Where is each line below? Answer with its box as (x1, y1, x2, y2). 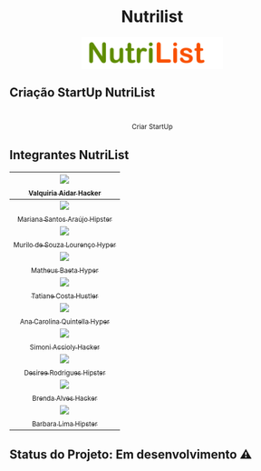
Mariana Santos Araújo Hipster (17, 215, 112, 224)
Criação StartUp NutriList (9, 85, 156, 100)
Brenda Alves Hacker (32, 394, 98, 403)
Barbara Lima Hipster (31, 419, 98, 428)
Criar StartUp (130, 123, 174, 132)
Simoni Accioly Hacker (29, 343, 101, 352)
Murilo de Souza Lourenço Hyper (13, 240, 116, 249)
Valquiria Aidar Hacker (28, 188, 101, 197)
